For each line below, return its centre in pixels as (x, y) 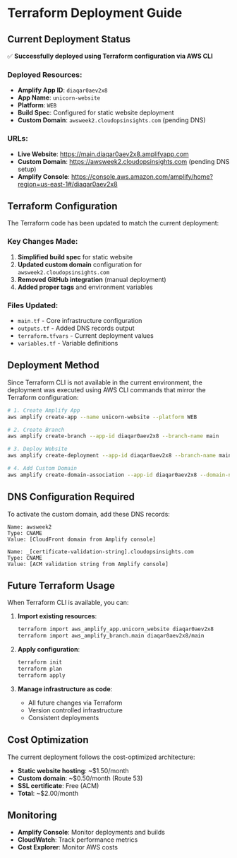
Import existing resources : (57, 616)
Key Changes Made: (43, 242)
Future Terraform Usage (61, 586)
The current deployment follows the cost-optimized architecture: (101, 757)
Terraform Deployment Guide (95, 13)
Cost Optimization (48, 740)
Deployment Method (54, 365)
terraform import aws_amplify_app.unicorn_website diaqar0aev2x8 (115, 629)
